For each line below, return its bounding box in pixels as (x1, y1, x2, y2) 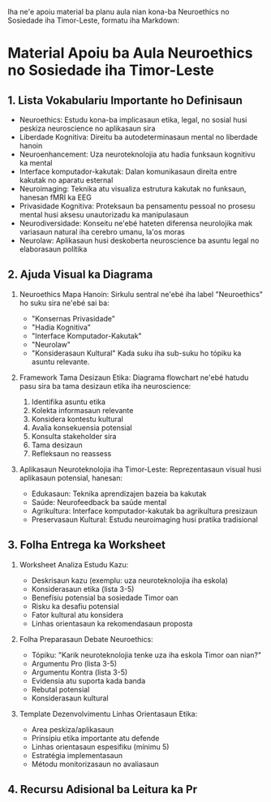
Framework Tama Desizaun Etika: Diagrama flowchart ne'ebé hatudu (19, 373, 249, 382)
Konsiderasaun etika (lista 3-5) (31, 584, 135, 593)
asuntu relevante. (31, 356, 90, 366)
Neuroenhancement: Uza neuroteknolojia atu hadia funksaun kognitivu (19, 149, 256, 159)
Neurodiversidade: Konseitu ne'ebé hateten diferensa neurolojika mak (19, 218, 253, 228)
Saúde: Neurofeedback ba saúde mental (31, 497, 167, 507)
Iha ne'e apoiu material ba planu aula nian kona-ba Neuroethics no (7, 7, 230, 16)
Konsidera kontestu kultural (31, 414, 123, 424)
